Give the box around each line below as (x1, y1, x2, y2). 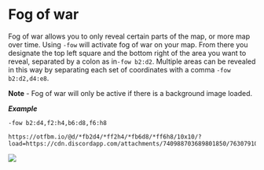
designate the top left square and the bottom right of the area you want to (8, 48, 247, 57)
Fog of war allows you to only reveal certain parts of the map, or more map (8, 31, 250, 41)
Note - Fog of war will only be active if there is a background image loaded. (8, 88, 253, 98)
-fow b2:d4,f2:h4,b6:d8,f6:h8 (8, 119, 108, 127)
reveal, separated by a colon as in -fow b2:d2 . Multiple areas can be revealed (8, 57, 256, 66)
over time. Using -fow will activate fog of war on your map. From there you (8, 39, 249, 49)
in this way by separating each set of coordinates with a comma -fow (8, 65, 231, 74)
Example (8, 104, 38, 113)
